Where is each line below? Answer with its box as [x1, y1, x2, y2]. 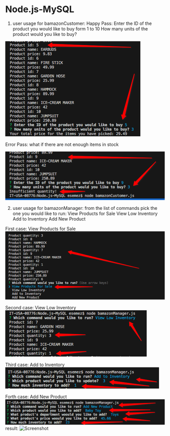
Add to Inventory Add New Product [12, 215, 86, 222]
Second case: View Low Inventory [5, 304, 76, 310]
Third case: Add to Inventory [5, 361, 65, 368]
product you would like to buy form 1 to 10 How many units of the [12, 25, 148, 31]
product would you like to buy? [12, 31, 77, 37]
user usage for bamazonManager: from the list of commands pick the [12, 205, 158, 211]
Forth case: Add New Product [5, 393, 67, 399]
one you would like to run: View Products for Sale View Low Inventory [12, 210, 158, 216]
